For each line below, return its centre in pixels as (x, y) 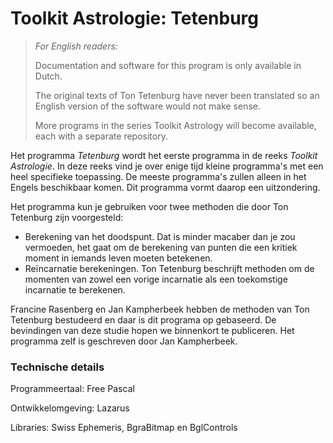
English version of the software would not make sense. (148, 106)
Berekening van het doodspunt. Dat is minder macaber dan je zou (160, 236)
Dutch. (48, 76)
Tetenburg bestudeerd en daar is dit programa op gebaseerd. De (143, 319)
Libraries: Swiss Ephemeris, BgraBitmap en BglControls (124, 428)
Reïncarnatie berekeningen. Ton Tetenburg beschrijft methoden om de (169, 268)
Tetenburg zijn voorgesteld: (67, 217)
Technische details (57, 367)
